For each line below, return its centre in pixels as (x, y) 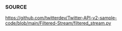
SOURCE (16, 7)
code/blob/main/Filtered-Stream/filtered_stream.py (58, 23)
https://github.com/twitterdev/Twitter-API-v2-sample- (61, 18)
